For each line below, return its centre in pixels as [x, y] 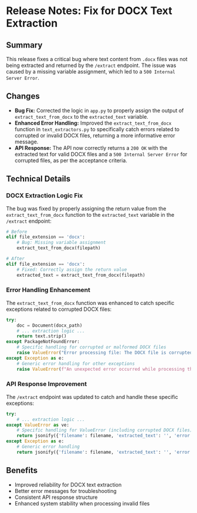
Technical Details [38, 179]
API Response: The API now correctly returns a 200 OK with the [91, 147]
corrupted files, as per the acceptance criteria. [71, 160]
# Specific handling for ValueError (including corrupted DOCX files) [105, 430]
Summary [24, 45]
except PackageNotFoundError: [43, 342]
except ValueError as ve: [38, 425]
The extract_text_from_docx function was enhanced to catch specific [90, 303]
